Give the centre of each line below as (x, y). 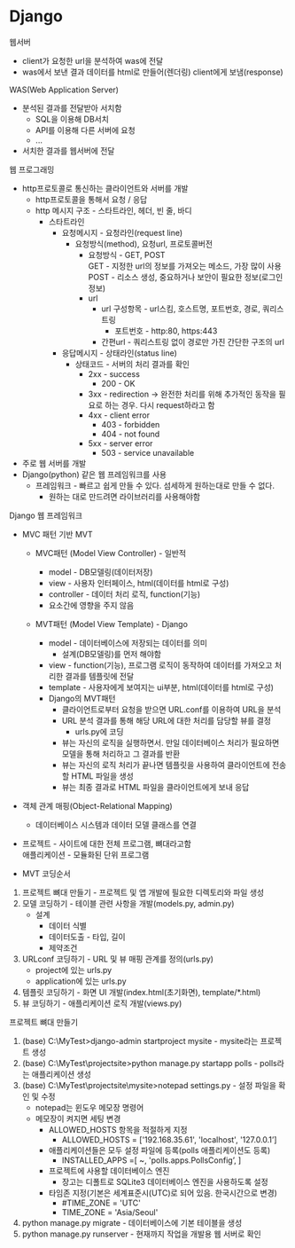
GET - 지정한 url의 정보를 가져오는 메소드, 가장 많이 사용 (185, 266)
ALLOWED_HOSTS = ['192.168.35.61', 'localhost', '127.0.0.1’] (169, 1139)
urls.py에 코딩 (99, 731)
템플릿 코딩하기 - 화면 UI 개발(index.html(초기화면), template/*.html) (141, 992)
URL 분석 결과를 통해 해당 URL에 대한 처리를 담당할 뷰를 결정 (167, 720)
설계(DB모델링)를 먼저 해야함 (112, 654)
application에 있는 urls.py (81, 981)
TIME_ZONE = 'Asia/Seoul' (110, 1212)
